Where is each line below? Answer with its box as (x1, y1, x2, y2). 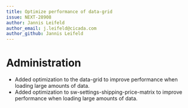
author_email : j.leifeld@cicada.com (6, 25, 97, 31)
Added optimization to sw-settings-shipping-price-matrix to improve (14, 88, 183, 96)
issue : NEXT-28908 (6, 14, 52, 20)
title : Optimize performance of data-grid (6, 8, 113, 15)
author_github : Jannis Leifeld (6, 31, 84, 37)
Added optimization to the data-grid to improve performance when (14, 76, 178, 83)
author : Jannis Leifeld (6, 20, 65, 26)
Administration (6, 56, 81, 70)
